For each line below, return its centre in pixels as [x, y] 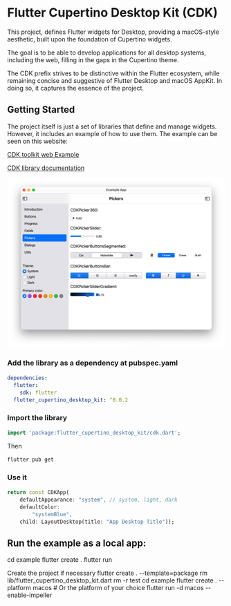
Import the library [37, 417]
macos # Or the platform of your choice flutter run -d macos [118, 588]
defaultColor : [40, 507]
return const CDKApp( [38, 493]
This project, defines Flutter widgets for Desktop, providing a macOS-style [113, 32]
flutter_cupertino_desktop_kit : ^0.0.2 [71, 400]
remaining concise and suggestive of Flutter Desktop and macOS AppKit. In [115, 80]
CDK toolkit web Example [43, 154]
